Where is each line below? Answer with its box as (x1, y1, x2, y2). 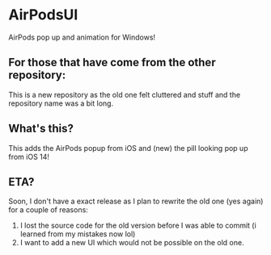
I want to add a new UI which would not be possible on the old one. (19, 238, 244, 248)
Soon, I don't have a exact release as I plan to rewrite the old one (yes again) (8, 196, 264, 207)
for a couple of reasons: (8, 205, 89, 215)
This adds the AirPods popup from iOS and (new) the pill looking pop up (8, 143, 248, 153)
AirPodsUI (8, 6, 78, 24)
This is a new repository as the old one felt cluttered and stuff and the (8, 90, 241, 99)
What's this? (8, 122, 74, 136)
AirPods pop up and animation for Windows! (8, 32, 156, 42)
